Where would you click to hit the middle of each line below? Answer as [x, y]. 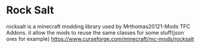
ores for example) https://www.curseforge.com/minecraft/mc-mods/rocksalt [100, 39]
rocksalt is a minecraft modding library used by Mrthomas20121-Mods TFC [98, 26]
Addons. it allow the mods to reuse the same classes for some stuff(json [95, 32]
